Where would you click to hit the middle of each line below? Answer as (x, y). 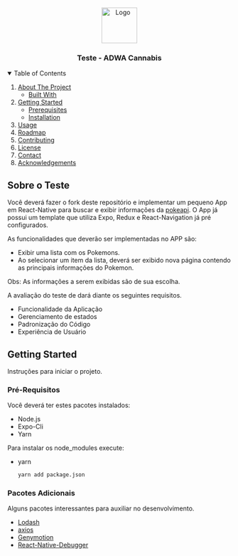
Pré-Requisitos (34, 389)
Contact (29, 155)
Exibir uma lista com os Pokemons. (69, 253)
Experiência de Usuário (52, 332)
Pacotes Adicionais (42, 493)
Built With (42, 95)
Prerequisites (48, 110)
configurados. (28, 225)
